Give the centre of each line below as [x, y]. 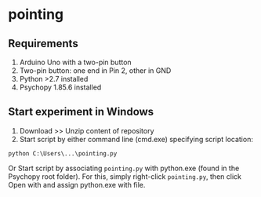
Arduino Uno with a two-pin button [75, 62]
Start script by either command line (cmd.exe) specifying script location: [136, 139]
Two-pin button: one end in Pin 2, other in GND [95, 71]
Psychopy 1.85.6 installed [60, 87]
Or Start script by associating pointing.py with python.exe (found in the [124, 168]
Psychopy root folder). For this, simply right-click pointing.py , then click [125, 176]
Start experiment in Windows [81, 112]
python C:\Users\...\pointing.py [63, 153]
